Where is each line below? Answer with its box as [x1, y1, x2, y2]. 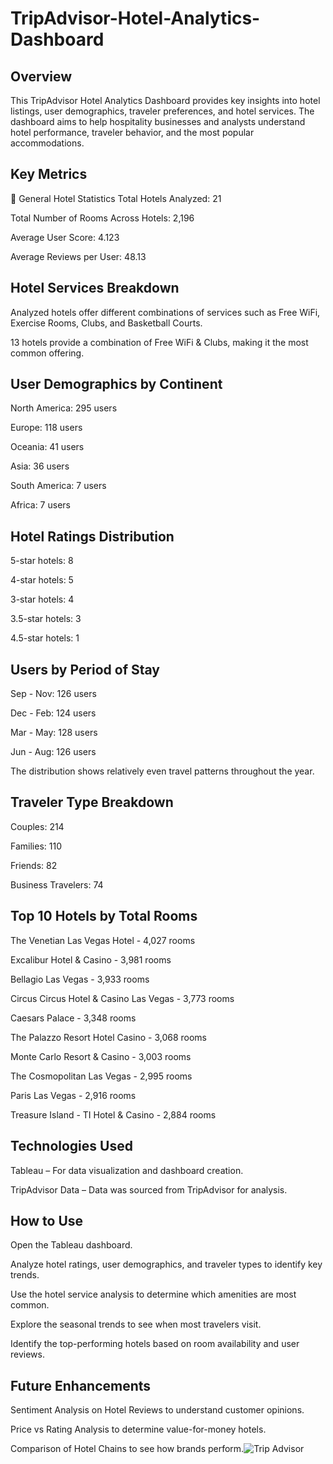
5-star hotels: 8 [10, 555, 74, 567]
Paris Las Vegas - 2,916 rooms [10, 1089, 137, 1101]
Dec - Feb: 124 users [10, 707, 97, 719]
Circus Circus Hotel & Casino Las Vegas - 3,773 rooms [10, 992, 235, 1004]
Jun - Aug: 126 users [10, 746, 97, 758]
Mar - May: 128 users [10, 727, 98, 739]
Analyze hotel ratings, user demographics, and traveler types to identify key [10, 1258, 323, 1271]
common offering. [10, 347, 85, 359]
